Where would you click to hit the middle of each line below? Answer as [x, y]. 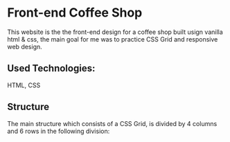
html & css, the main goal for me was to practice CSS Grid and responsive [113, 39]
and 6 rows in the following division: [59, 131]
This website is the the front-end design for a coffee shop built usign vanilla [115, 32]
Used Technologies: [51, 68]
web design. [25, 46]
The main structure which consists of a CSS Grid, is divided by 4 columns [112, 123]
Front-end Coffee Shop [75, 13]
